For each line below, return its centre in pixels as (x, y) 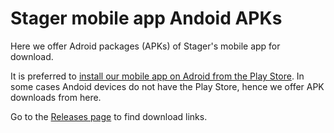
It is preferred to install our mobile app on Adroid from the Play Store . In (157, 76)
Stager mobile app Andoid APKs (146, 18)
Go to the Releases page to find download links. (109, 116)
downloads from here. (56, 97)
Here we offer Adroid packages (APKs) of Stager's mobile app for (145, 46)
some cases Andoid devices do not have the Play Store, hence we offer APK (167, 86)
